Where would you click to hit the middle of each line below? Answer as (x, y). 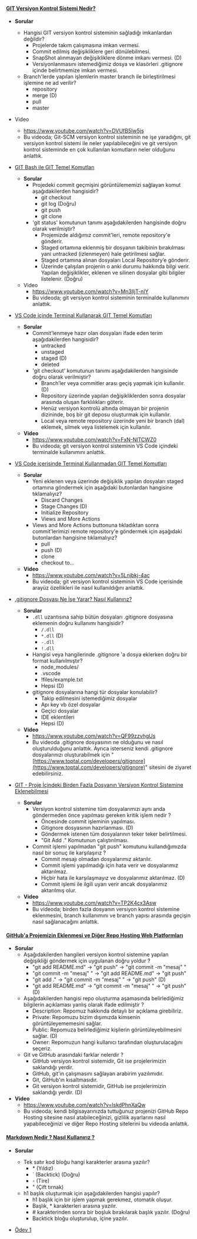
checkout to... (58, 563)
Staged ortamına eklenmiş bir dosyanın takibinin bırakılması (113, 248)
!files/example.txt (62, 680)
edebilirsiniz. (48, 774)
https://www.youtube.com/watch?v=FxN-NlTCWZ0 (94, 440)
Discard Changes (62, 500)
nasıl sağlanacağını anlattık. (66, 922)
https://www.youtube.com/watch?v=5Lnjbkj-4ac (91, 576)
